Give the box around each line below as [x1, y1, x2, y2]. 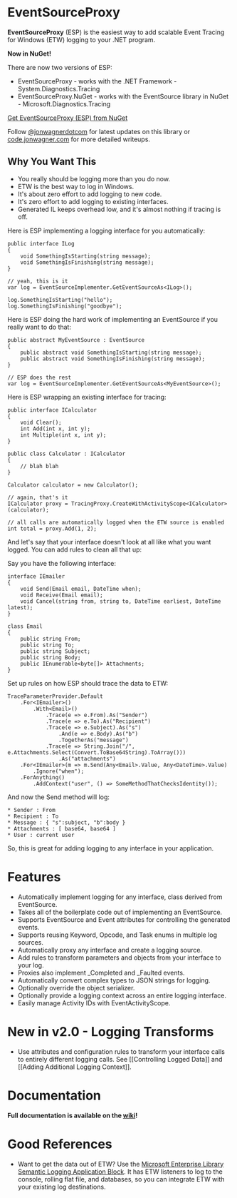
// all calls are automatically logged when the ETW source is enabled [7, 519, 224, 526]
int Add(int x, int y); [20, 425, 91, 432]
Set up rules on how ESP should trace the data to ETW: [7, 679, 169, 687]
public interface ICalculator [7, 406, 98, 414]
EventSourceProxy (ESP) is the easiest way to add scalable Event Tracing [7, 28, 225, 36]
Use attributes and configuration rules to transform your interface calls [17, 1047, 226, 1056]
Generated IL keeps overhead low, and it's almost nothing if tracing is [17, 205, 221, 213]
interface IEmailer [7, 572, 65, 580]
